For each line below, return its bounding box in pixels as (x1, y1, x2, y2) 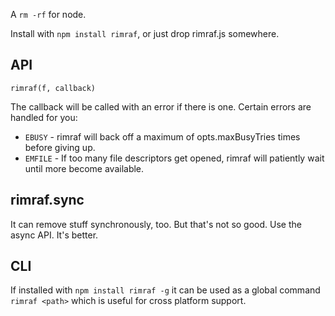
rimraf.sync (10, 192, 85, 209)
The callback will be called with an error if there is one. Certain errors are (10, 100, 312, 113)
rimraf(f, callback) (10, 83, 97, 93)
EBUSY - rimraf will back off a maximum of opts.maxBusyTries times (24, 130, 301, 143)
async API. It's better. (10, 229, 99, 241)
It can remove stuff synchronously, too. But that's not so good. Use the (10, 218, 302, 230)
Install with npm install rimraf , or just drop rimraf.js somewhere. (10, 28, 280, 39)
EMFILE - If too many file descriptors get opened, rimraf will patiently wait (24, 152, 325, 164)
